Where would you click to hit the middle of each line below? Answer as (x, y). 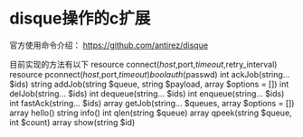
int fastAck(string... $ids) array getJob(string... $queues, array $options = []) (152, 103)
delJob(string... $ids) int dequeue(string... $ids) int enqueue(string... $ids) (147, 93)
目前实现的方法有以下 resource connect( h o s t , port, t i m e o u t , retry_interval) (143, 64)
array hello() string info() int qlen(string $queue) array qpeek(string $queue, (151, 113)
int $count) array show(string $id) (72, 122)
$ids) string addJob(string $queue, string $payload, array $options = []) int (149, 84)
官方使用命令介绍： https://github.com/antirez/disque (109, 45)
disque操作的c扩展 (80, 18)
